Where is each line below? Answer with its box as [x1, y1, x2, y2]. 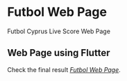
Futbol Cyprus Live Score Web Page [7, 27, 111, 35]
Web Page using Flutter [7, 47, 110, 59]
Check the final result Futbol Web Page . [7, 65, 121, 73]
